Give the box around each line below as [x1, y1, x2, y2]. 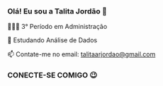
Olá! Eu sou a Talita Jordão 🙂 [7, 6, 108, 16]
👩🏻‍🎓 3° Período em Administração [7, 23, 108, 31]
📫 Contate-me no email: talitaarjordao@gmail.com [7, 50, 156, 59]
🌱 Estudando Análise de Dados [7, 36, 98, 44]
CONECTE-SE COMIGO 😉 [7, 70, 98, 80]
